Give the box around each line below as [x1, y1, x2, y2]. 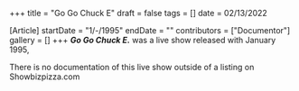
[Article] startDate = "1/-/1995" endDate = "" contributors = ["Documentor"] [9, 25, 291, 35]
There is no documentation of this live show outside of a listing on [9, 62, 255, 72]
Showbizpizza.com [9, 71, 80, 82]
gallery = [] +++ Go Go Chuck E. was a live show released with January [9, 35, 276, 45]
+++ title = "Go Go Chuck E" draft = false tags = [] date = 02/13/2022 [9, 8, 268, 18]
